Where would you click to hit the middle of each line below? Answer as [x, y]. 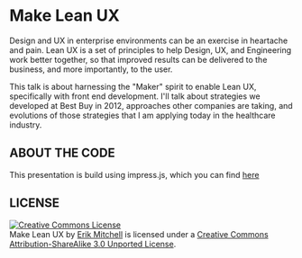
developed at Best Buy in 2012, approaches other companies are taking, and [151, 105]
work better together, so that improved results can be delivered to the [138, 59]
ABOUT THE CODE [62, 153]
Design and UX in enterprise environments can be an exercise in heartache [149, 40]
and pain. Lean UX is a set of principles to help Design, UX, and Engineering [151, 49]
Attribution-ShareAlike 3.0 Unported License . [93, 244]
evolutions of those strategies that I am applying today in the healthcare [142, 115]
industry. [26, 125]
